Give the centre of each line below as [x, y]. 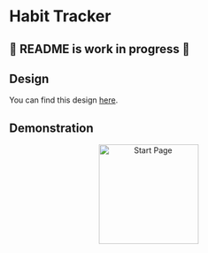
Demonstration [52, 128]
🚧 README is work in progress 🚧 [100, 49]
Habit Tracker [60, 16]
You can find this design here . [64, 100]
